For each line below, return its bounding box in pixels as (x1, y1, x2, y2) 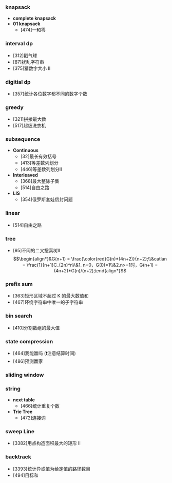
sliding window (5, 371, 44, 378)
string (5, 385, 21, 392)
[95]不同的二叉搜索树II (12, 248, 61, 254)
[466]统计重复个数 (20, 403, 60, 409)
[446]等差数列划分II (20, 166, 63, 173)
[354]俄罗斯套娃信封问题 (20, 196, 73, 202)
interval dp (5, 40, 33, 47)
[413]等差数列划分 (20, 160, 59, 166)
